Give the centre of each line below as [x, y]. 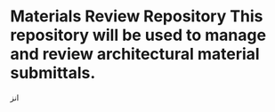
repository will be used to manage [138, 35]
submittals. [53, 73]
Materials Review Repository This [137, 16]
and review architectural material [135, 54]
